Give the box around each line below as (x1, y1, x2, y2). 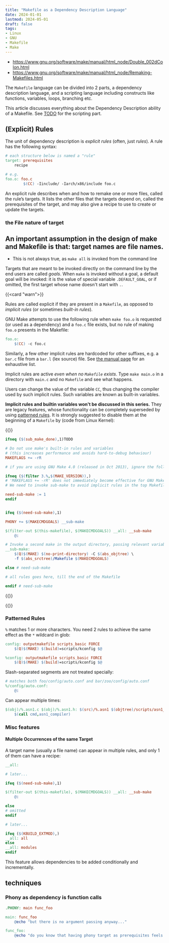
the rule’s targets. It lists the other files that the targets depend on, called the (5, 196, 163, 202)
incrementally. (5, 864, 35, 870)
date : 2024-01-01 (5, 12, 42, 17)
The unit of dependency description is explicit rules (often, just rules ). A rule (5, 138, 163, 144)
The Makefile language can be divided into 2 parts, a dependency (5, 84, 142, 91)
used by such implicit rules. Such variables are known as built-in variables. (5, 392, 160, 398)
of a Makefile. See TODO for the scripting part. (5, 110, 102, 116)
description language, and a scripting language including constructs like (5, 90, 155, 96)
